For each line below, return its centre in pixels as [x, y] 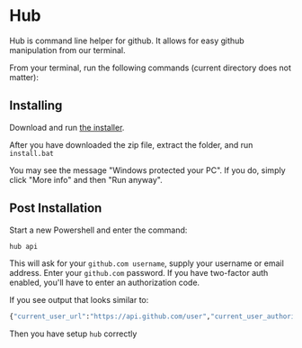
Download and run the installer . [67, 127]
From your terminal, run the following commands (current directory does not [151, 68]
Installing [36, 106]
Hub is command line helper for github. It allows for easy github [127, 41]
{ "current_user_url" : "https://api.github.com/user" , [110, 316]
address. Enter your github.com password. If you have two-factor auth [139, 273]
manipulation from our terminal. [67, 50]
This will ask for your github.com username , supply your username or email [147, 263]
